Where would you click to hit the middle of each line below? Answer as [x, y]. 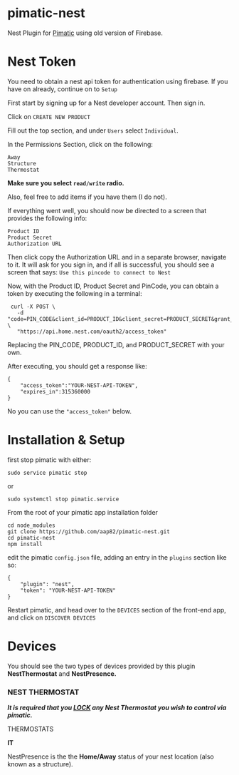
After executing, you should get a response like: [77, 366]
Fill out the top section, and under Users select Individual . [93, 130]
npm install [25, 544]
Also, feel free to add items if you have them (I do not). [87, 197]
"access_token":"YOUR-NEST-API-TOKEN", [79, 385]
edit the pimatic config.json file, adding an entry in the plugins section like [117, 557]
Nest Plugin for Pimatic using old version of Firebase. [85, 33]
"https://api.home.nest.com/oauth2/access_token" [92, 332]
